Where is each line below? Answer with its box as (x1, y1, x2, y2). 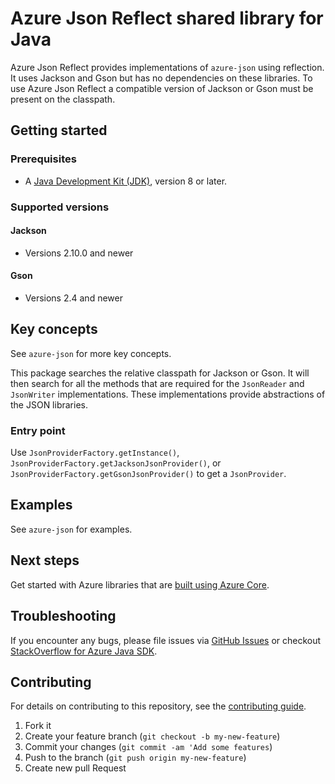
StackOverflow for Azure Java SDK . (10, 645, 158, 657)
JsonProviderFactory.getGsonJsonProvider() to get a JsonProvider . (10, 468, 287, 480)
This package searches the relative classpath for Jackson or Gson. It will (10, 367, 310, 379)
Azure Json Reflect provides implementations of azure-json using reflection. (10, 61, 325, 73)
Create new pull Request (24, 762, 127, 774)
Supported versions (10, 200, 110, 214)
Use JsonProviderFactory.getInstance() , (10, 447, 180, 459)
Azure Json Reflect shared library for (10, 7, 324, 30)
